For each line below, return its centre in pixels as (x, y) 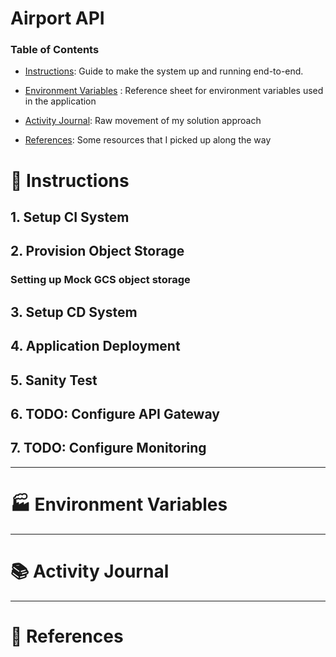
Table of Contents (55, 50)
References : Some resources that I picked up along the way (148, 140)
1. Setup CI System (70, 217)
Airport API (57, 18)
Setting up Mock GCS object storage (100, 280)
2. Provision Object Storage (97, 251)
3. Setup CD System (74, 312)
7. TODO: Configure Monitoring (108, 448)
